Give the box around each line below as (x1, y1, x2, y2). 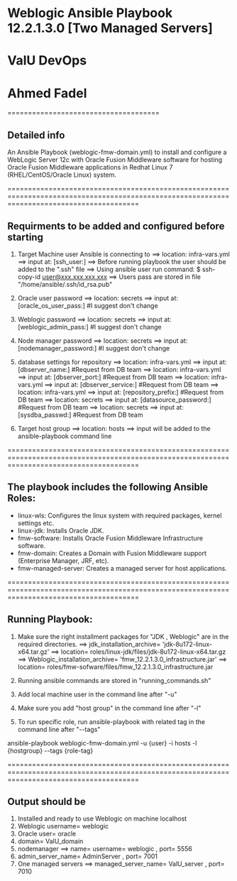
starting (7, 231, 44, 243)
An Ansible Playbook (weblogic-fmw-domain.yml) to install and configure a (7, 148, 227, 157)
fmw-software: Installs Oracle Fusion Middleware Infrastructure (17, 534, 204, 542)
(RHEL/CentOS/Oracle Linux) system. (7, 170, 117, 179)
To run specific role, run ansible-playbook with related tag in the (17, 717, 206, 726)
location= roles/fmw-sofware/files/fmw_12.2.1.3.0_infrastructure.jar (17, 662, 214, 671)
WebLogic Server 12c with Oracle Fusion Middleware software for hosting (7, 155, 223, 164)
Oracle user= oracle (17, 829, 77, 838)
